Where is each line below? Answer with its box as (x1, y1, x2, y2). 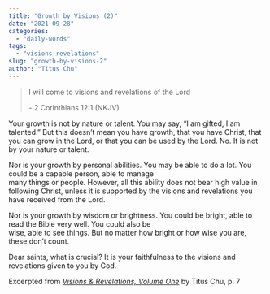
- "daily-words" (15, 34, 71, 43)
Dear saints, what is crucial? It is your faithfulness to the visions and (8, 252, 236, 262)
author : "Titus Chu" (8, 65, 79, 73)
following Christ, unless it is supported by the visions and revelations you (8, 186, 254, 196)
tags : (8, 42, 27, 50)
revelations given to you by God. (8, 261, 117, 270)
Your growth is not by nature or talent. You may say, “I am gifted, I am (8, 119, 241, 128)
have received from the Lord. (8, 194, 106, 204)
